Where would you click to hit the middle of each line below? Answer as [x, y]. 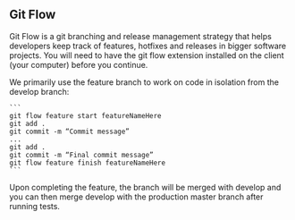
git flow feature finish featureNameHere [88, 163]
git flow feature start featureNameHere [86, 115]
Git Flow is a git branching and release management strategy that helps [141, 36]
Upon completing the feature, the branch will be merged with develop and [145, 187]
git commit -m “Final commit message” [81, 155]
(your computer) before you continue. [79, 64]
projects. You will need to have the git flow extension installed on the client [147, 55]
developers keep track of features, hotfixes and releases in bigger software [148, 46]
